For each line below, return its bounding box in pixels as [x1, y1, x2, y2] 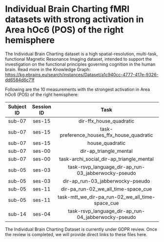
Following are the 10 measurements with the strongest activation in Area [5, 86, 150, 92]
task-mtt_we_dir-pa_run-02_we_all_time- [58, 194, 155, 200]
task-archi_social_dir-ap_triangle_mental [59, 155, 154, 162]
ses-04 [32, 211, 51, 218]
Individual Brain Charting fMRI [5, 3, 130, 15]
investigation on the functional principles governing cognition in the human [5, 61, 156, 67]
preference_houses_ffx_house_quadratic [60, 131, 153, 138]
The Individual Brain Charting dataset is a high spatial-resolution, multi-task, [5, 50, 158, 57]
